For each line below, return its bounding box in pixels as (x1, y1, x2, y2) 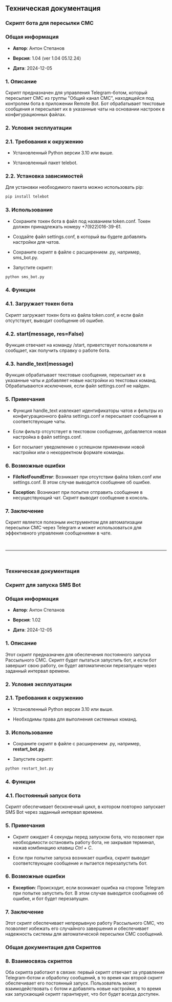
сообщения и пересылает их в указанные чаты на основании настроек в (5, 105, 165, 112)
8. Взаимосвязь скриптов (5, 957, 73, 964)
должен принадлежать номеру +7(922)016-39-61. (12, 223, 122, 229)
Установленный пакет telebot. (12, 159, 78, 166)
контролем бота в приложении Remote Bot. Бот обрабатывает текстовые (5, 100, 165, 106)
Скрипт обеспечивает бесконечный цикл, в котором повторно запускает (5, 803, 165, 810)
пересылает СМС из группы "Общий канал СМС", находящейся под (5, 95, 155, 101)
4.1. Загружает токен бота (5, 300, 73, 308)
